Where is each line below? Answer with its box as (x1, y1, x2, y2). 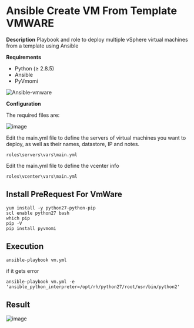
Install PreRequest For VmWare (6, 190, 122, 199)
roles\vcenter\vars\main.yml (6, 173, 78, 180)
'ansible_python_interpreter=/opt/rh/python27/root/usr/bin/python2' (6, 283, 180, 290)
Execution (6, 242, 44, 252)
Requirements (6, 53, 42, 60)
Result (6, 299, 31, 309)
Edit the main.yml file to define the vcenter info (6, 162, 119, 169)
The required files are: (6, 111, 60, 119)
